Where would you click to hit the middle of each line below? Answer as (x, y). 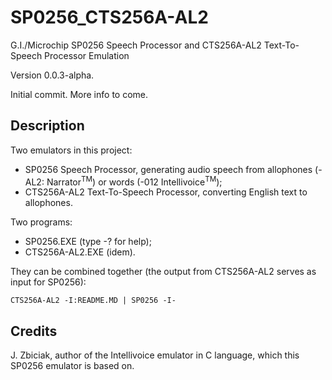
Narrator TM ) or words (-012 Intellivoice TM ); (134, 181)
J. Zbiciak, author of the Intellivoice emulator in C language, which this (155, 355)
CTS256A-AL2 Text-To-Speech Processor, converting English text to (166, 192)
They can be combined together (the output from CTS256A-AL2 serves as (163, 272)
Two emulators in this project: (71, 150)
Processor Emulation (87, 55)
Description (47, 126)
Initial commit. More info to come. (79, 94)
